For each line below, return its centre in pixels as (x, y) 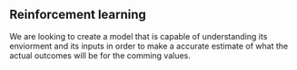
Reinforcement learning (78, 15)
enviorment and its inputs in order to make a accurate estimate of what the (149, 46)
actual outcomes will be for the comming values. (100, 55)
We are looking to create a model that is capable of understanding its (139, 36)
